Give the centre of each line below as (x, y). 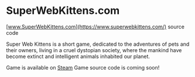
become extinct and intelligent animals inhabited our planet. (78, 56)
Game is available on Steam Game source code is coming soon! (83, 67)
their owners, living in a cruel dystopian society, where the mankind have (94, 50)
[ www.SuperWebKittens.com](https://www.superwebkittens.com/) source (95, 27)
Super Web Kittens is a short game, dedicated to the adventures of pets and (98, 44)
